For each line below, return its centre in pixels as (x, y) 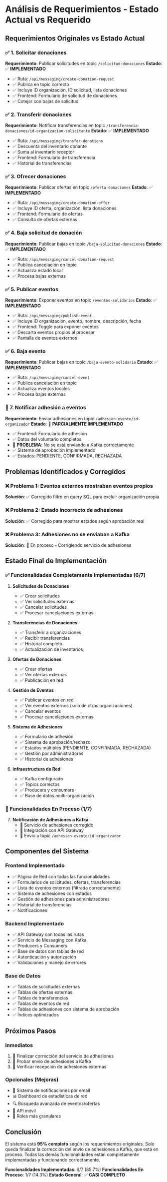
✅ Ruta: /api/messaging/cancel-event (51, 377)
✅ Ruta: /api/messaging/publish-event (52, 316)
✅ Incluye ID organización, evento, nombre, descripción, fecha (77, 321)
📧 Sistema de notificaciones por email (51, 1090)
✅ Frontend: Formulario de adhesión (50, 433)
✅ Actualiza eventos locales (41, 389)
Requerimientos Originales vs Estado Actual (75, 38)
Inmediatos (19, 1045)
